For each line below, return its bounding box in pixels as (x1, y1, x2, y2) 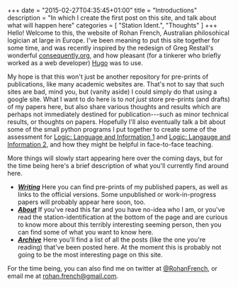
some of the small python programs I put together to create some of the (7, 125, 217, 133)
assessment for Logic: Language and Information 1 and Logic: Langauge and (7, 133, 231, 141)
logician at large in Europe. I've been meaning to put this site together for (7, 36, 220, 45)
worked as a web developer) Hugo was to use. (7, 59, 143, 67)
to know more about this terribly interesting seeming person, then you (17, 220, 222, 229)
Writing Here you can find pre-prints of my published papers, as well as (17, 183, 228, 191)
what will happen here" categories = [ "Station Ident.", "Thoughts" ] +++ (7, 21, 218, 29)
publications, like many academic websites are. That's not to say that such (7, 80, 225, 88)
